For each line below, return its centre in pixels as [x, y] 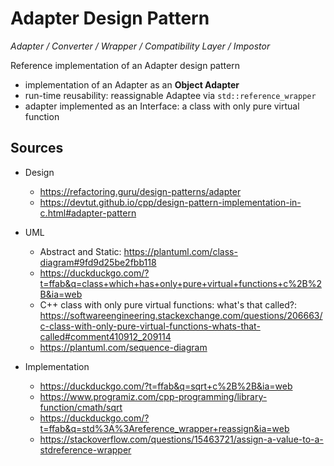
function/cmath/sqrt [81, 407]
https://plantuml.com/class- [180, 251]
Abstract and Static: [80, 251]
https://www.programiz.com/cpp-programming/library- [153, 396]
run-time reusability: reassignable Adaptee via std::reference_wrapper [170, 95]
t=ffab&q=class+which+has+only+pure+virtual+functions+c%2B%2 [180, 283]
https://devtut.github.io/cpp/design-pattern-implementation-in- [170, 202]
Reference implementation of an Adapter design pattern [125, 65]
